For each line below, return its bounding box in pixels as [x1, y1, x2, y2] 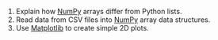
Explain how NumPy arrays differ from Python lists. [15, 7, 182, 16]
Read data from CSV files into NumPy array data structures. [15, 15, 211, 24]
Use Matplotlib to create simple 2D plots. [15, 24, 149, 32]
